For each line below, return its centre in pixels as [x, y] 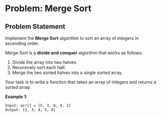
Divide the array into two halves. [45, 62]
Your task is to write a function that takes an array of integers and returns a [81, 82]
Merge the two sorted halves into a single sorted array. [67, 73]
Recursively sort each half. [39, 67]
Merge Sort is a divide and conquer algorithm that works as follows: [74, 53]
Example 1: [16, 97]
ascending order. [22, 43]
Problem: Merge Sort [48, 9]
